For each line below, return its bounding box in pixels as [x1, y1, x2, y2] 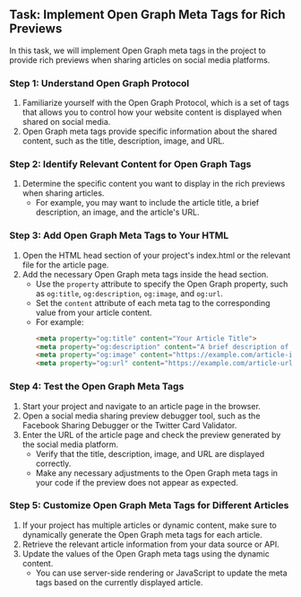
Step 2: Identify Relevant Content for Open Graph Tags [9, 158, 252, 171]
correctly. [35, 458, 72, 469]
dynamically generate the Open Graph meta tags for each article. [21, 529, 262, 540]
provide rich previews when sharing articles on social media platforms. [9, 54, 271, 66]
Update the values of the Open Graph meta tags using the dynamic [21, 548, 271, 559]
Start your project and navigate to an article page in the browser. [21, 400, 262, 411]
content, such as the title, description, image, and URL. [21, 136, 226, 146]
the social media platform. [21, 439, 119, 450]
